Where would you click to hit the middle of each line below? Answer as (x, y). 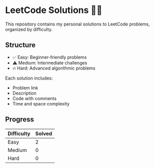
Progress (19, 119)
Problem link (25, 87)
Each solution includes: (29, 78)
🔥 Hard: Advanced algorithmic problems (54, 68)
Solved (44, 133)
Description (24, 93)
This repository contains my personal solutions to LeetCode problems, (77, 24)
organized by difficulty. (29, 29)
